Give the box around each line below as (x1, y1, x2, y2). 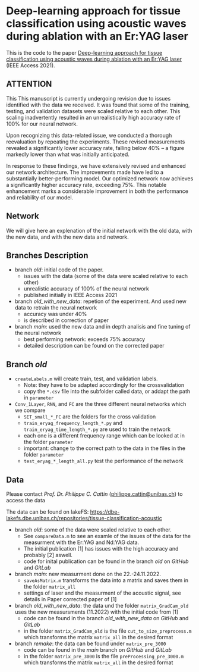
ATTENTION (6, 79, 52, 89)
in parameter (23, 394, 54, 401)
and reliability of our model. (6, 193, 74, 201)
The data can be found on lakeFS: (6, 508, 89, 515)
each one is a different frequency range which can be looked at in (23, 432, 185, 439)
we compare (14, 407, 46, 414)
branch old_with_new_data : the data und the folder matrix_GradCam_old (14, 602, 189, 609)
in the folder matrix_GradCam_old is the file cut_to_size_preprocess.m (23, 627, 192, 635)
